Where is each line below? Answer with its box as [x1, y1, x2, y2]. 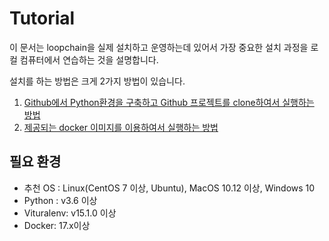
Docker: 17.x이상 [23, 219, 91, 231]
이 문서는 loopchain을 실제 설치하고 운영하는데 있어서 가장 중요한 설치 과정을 [9, 41, 309, 53]
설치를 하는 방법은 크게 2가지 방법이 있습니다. [9, 75, 186, 87]
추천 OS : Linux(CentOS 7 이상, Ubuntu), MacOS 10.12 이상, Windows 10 [23, 182, 316, 194]
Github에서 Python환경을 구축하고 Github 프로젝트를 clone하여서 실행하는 [23, 96, 315, 108]
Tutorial [9, 7, 76, 30]
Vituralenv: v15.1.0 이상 [23, 207, 117, 219]
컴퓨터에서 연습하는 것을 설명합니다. [19, 53, 159, 66]
